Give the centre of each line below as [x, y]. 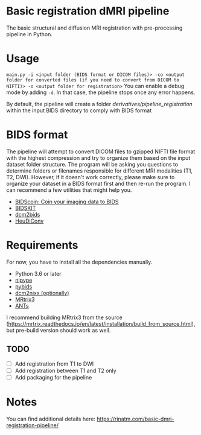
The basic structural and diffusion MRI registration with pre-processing [94, 28]
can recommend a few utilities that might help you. [69, 190]
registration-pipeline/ [33, 425]
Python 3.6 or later [38, 273]
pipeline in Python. [30, 34]
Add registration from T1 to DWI [54, 364]
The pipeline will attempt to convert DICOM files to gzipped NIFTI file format [101, 151]
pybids [23, 286]
